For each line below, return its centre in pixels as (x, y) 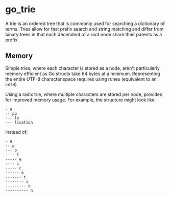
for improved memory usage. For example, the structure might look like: (81, 100)
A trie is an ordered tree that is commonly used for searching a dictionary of (85, 23)
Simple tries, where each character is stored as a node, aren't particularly (82, 68)
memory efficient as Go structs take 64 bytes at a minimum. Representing (83, 73)
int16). (12, 84)
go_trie (20, 9)
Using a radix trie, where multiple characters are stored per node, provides (84, 94)
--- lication (19, 122)
